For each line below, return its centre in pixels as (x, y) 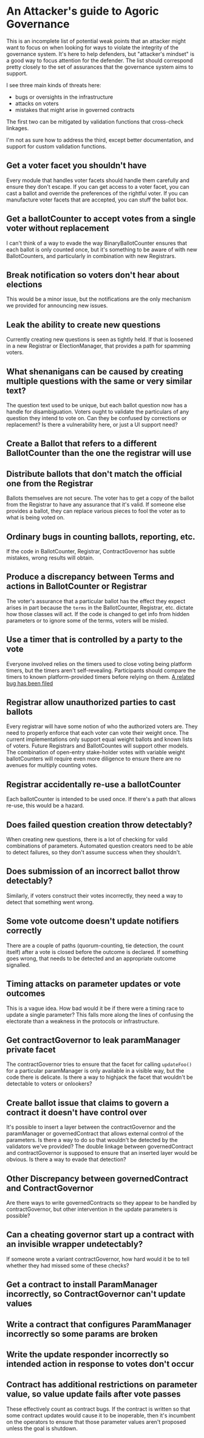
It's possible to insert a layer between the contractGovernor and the (91, 1127)
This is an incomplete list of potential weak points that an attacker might (96, 41)
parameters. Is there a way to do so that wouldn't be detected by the (92, 1140)
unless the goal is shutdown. (42, 1428)
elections (24, 284)
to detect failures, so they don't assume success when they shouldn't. (94, 852)
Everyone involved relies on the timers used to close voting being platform (99, 664)
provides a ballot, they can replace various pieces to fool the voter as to (96, 511)
